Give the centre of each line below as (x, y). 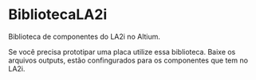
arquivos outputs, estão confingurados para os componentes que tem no (128, 60)
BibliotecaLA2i (58, 15)
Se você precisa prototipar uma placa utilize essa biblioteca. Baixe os (122, 51)
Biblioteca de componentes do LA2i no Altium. (85, 36)
